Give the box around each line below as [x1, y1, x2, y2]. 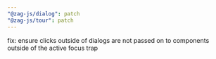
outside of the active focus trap [7, 44, 99, 52]
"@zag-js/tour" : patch [7, 17, 74, 24]
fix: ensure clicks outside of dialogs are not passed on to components [7, 36, 210, 44]
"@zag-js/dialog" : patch [7, 10, 80, 18]
